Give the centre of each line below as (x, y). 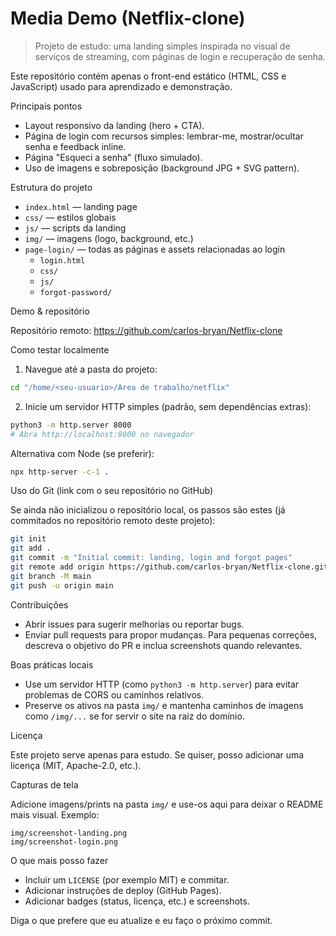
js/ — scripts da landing (75, 228)
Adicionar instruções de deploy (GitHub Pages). (123, 890)
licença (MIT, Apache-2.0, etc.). (76, 765)
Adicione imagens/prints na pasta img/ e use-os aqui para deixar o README (167, 804)
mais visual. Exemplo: (55, 814)
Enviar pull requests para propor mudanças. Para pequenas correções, (171, 634)
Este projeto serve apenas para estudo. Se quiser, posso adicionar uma (157, 754)
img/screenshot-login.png (64, 842)
